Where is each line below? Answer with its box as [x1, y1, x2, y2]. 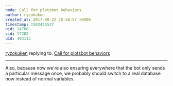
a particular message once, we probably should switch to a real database [5, 70, 161, 76]
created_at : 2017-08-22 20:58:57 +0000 [5, 17, 91, 22]
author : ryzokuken [5, 12, 45, 17]
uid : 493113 [5, 36, 31, 41]
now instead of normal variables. [5, 75, 75, 82]
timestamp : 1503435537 [5, 21, 54, 27]
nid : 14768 [5, 27, 29, 32]
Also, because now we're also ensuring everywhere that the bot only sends [5, 64, 165, 71]
